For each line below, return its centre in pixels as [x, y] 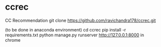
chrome [13, 40]
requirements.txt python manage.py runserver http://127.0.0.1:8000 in [75, 35]
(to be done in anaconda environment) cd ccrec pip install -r [66, 30]
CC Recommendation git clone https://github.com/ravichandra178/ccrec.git [80, 20]
